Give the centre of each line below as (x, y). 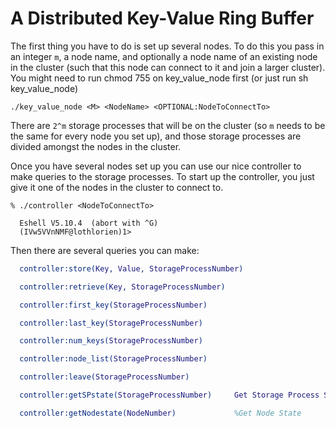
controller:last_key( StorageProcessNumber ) (111, 323)
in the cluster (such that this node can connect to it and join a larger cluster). (168, 67)
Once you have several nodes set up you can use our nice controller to (156, 166)
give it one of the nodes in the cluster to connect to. (117, 187)
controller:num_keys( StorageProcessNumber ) (111, 341)
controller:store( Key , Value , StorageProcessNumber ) (131, 268)
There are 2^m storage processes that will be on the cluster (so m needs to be (168, 125)
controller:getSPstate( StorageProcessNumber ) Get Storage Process (169, 395)
